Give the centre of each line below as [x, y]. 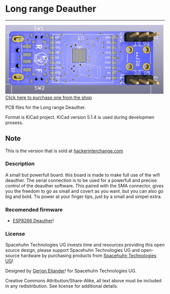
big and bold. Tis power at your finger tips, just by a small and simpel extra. [83, 197]
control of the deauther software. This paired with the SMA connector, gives [84, 185]
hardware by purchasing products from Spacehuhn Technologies [89, 256]
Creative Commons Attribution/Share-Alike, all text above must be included [83, 281]
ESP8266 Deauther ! [33, 221]
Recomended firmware [34, 210]
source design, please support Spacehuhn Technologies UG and [73, 250]
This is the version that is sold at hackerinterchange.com [64, 151]
